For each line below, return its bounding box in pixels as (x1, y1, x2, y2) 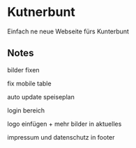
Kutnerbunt (7, 4, 75, 20)
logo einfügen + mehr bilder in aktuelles (7, 120, 122, 128)
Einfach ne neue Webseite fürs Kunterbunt (7, 27, 129, 35)
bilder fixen (7, 65, 40, 74)
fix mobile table (7, 79, 52, 88)
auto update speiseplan (7, 92, 75, 101)
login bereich (7, 106, 45, 115)
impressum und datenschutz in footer (7, 133, 115, 141)
